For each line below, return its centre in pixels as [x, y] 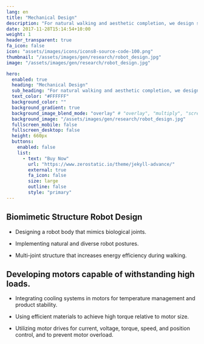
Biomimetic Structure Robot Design [74, 217]
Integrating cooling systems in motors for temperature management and [105, 298]
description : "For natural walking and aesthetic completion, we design [100, 23]
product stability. [36, 305]
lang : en [17, 12]
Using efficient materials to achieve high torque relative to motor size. [102, 317]
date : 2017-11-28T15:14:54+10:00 [49, 29]
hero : [13, 74]
